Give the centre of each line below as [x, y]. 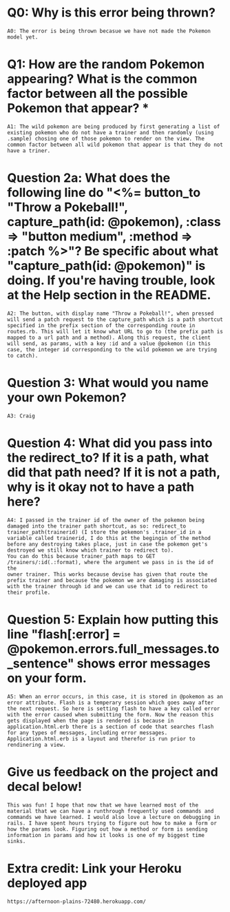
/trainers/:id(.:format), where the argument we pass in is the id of [111, 562]
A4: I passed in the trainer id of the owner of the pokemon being [106, 520]
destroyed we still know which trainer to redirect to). [91, 550]
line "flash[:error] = [64, 634]
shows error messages [144, 663]
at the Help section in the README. [109, 295]
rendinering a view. [37, 745]
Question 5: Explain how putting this [113, 620]
